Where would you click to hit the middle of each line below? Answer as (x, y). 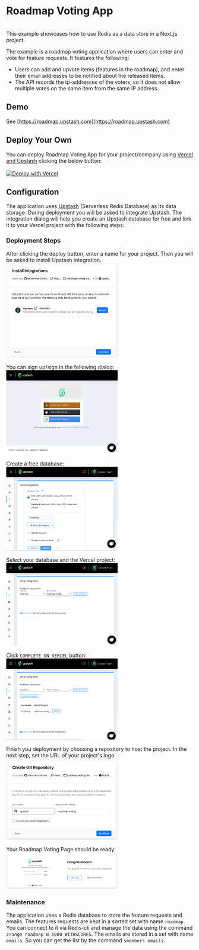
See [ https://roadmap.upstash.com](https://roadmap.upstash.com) (88, 121)
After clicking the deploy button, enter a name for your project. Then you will (99, 253)
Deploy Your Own (39, 140)
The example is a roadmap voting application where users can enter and (94, 51)
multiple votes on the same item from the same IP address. (87, 88)
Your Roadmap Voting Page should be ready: (61, 849)
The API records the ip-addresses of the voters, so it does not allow (98, 82)
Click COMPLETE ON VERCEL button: (47, 656)
